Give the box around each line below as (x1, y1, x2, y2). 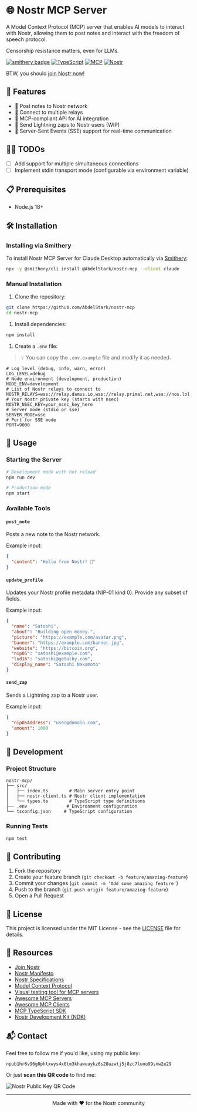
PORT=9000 (6, 422, 30, 428)
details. (6, 931, 24, 938)
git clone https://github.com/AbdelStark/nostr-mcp (6, 304, 135, 311)
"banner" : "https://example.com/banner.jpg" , (11, 640, 125, 646)
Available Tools (6, 504, 51, 513)
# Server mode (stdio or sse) (6, 406, 80, 412)
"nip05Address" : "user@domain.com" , (11, 720, 101, 725)
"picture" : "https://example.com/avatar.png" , (11, 634, 127, 640)
